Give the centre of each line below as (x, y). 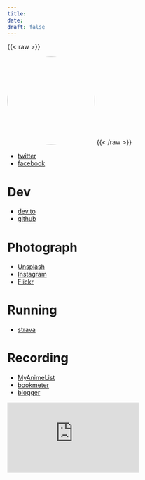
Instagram (32, 274)
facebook (31, 163)
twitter (27, 156)
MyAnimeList (36, 378)
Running (32, 310)
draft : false (26, 27)
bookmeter (33, 385)
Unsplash (31, 267)
